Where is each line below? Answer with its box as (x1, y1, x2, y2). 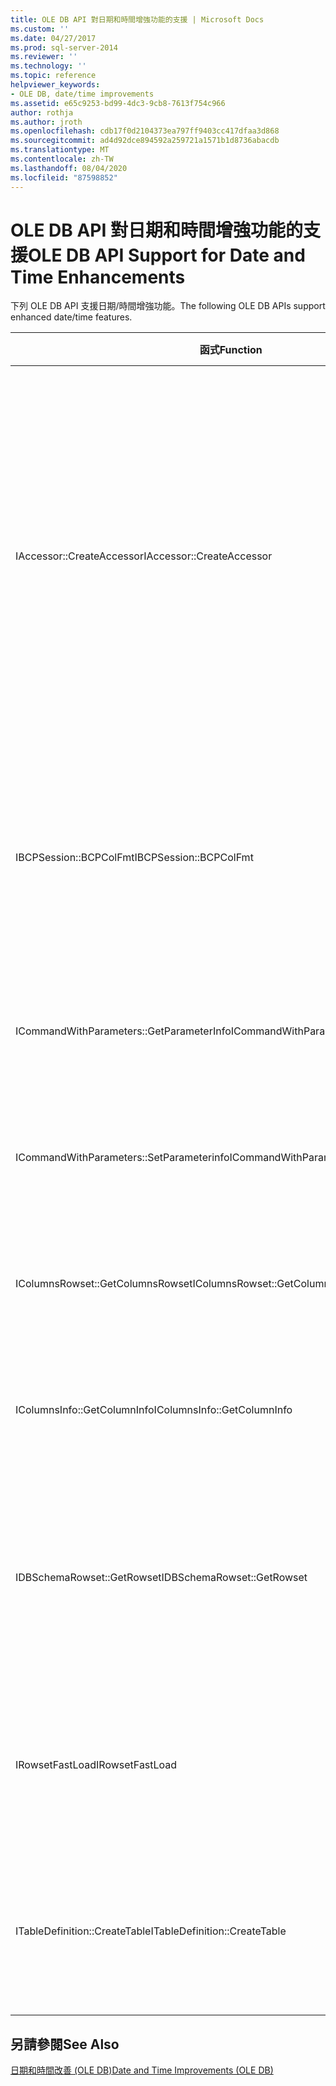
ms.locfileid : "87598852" (10, 172, 118, 183)
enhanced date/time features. (10, 311, 133, 323)
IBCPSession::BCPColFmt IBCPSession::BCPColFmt (15, 851, 254, 865)
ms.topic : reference (10, 71, 97, 81)
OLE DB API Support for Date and (28, 244, 306, 266)
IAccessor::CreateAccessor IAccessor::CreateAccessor (15, 549, 273, 563)
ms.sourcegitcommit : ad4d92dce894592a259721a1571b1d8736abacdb (10, 136, 280, 146)
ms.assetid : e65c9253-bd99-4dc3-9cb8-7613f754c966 (10, 98, 226, 108)
